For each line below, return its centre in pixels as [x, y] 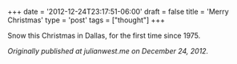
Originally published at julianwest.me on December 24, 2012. [108, 51]
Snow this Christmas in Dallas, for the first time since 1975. [104, 36]
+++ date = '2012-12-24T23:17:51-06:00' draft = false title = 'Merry [118, 12]
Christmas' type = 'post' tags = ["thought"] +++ [86, 20]
